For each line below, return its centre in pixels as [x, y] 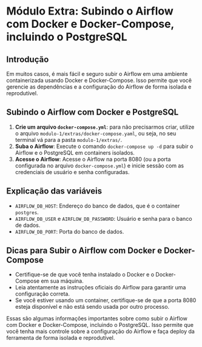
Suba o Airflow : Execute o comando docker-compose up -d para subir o [104, 146]
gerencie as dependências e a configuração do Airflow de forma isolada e [99, 87]
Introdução [28, 59]
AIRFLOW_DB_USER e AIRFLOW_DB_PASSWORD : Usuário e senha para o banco [103, 218]
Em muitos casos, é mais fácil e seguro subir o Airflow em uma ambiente [97, 74]
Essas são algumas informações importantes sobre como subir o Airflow [97, 318]
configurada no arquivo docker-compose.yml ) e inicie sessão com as [99, 166]
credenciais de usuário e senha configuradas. [72, 172]
